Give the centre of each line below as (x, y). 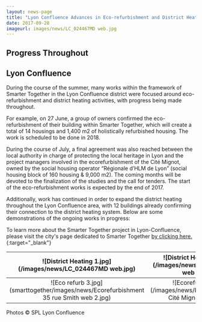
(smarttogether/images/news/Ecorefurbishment (77, 290)
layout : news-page (29, 12)
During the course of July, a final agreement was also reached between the (99, 149)
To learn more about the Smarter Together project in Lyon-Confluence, (94, 230)
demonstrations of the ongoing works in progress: (68, 218)
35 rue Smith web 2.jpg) (77, 298)
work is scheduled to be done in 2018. (53, 138)
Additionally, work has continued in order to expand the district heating (94, 199)
